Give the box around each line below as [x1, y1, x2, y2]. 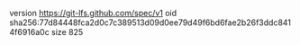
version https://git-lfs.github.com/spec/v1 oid [9, 8, 177, 18]
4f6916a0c [9, 27, 50, 37]
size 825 [50, 27, 84, 37]
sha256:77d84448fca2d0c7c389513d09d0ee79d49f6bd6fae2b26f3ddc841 [9, 17, 291, 28]
